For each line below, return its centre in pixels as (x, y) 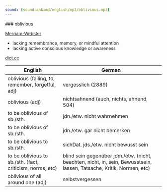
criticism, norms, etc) (32, 168)
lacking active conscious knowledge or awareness (64, 48)
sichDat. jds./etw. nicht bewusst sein (105, 144)
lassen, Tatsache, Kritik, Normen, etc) (107, 168)
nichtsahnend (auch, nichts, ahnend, (105, 98)
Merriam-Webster (23, 33)
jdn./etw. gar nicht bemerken (96, 130)
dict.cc (12, 58)
